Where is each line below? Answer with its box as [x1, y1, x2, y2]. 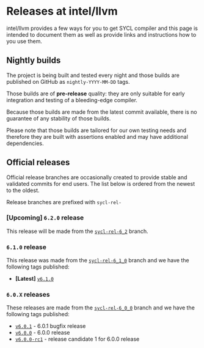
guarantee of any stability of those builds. [6, 114, 111, 122]
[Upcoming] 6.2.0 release [6, 213, 84, 222]
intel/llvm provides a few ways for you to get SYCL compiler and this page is [6, 24, 199, 32]
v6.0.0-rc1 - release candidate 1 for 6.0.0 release [15, 335, 140, 343]
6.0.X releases [6, 291, 50, 299]
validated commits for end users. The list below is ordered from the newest [6, 180, 195, 187]
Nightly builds [6, 55, 61, 65]
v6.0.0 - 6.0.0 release [15, 329, 70, 336]
